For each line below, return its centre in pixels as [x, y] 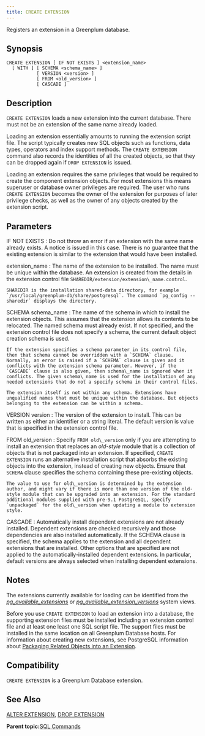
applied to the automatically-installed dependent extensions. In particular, [99, 555]
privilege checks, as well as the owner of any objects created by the [92, 201]
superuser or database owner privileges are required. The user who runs [98, 187]
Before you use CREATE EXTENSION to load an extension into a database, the [100, 613]
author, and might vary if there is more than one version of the [93, 489]
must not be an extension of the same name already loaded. [82, 125]
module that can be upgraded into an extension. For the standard [109, 495]
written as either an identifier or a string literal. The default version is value [100, 422]
